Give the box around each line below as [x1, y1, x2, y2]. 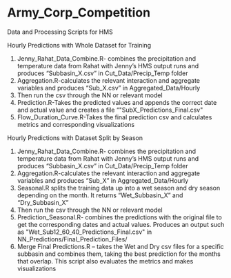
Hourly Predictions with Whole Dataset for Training [7, 41, 152, 49]
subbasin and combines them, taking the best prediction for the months [17, 250, 221, 258]
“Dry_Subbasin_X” [17, 198, 69, 206]
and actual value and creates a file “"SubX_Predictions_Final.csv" [17, 106, 203, 114]
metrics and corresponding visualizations [17, 120, 135, 128]
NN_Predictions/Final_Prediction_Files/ [17, 235, 128, 243]
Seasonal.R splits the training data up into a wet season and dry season [17, 183, 221, 192]
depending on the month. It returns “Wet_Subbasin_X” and [17, 191, 183, 199]
